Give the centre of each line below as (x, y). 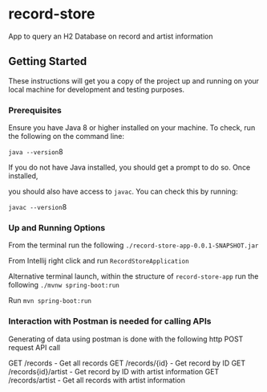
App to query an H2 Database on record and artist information (111, 36)
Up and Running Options (57, 227)
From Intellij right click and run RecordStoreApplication (99, 261)
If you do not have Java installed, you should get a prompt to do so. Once (129, 167)
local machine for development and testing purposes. (97, 89)
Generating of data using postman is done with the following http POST (126, 339)
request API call (34, 347)
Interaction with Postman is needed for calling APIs (110, 321)
